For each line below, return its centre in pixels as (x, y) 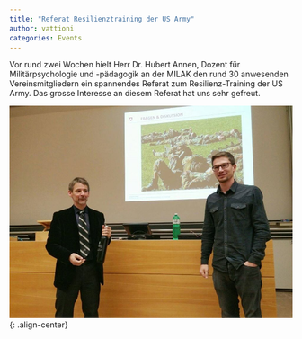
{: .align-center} (39, 325)
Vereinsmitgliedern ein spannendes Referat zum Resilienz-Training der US (146, 84)
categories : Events (46, 38)
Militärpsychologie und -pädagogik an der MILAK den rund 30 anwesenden (149, 74)
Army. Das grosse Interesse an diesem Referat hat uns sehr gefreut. (135, 94)
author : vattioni (42, 28)
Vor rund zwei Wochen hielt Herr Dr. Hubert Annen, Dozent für (125, 65)
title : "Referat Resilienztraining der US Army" (102, 19)
